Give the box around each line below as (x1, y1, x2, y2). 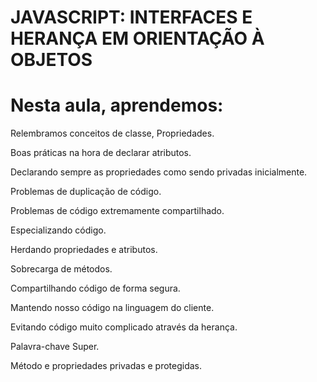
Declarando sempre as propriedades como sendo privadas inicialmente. (10, 166, 308, 178)
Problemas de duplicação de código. (10, 186, 162, 198)
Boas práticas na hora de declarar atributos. (10, 147, 192, 159)
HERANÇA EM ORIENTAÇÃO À (10, 27, 265, 50)
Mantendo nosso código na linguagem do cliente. (10, 302, 215, 314)
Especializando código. (10, 224, 107, 236)
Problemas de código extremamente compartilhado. (10, 205, 225, 217)
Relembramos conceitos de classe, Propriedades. (10, 127, 215, 140)
